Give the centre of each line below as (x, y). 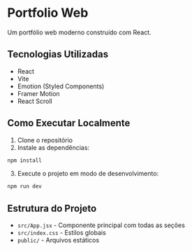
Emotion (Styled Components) (61, 86)
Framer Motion (39, 93)
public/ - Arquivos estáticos (58, 240)
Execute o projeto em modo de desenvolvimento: (88, 174)
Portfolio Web (48, 13)
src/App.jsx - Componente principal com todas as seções (101, 225)
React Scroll (35, 101)
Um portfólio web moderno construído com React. (79, 32)
